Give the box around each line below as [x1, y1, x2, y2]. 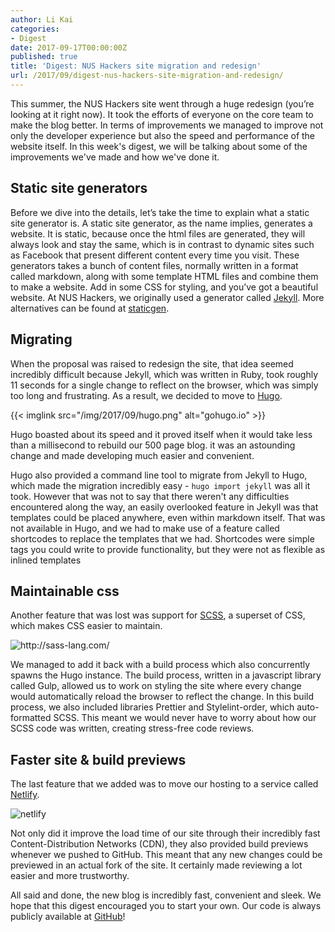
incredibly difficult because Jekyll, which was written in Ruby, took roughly [10, 368, 319, 380]
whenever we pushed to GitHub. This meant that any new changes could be [10, 849, 323, 861]
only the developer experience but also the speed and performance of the [10, 129, 316, 141]
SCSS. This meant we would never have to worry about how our [53, 712, 317, 724]
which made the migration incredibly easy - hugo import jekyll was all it [10, 479, 311, 491]
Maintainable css [10, 582, 120, 600]
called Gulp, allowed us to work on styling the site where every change [10, 680, 302, 692]
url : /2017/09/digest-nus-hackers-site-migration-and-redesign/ [10, 71, 284, 81]
